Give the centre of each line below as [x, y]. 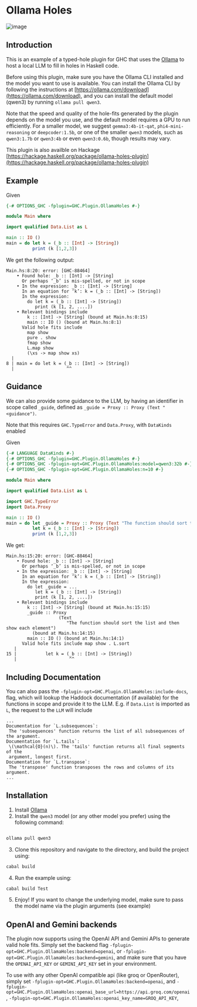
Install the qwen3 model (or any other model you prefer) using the [92, 816]
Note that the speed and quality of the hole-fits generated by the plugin [92, 113]
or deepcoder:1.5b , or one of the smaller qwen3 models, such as [107, 132]
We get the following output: [40, 260]
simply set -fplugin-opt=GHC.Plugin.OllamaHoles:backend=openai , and [91, 982]
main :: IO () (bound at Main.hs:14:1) [76, 639]
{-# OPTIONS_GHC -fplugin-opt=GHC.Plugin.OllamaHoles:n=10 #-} [85, 470]
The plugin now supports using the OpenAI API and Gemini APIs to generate [98, 939]
